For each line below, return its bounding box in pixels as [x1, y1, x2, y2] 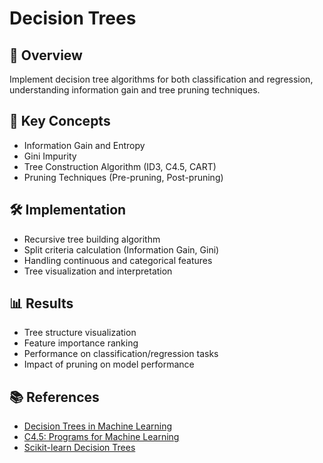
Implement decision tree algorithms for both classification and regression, [9, 73, 314, 85]
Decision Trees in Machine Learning [23, 420, 172, 432]
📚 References [9, 388, 100, 406]
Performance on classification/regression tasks [23, 348, 219, 360]
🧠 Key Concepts [9, 113, 111, 130]
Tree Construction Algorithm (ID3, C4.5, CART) [23, 160, 217, 172]
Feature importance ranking [23, 337, 139, 349]
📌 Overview [9, 47, 83, 64]
